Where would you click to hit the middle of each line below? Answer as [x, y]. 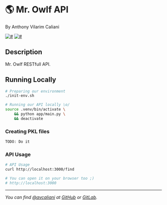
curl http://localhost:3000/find [40, 170]
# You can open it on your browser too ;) [50, 179]
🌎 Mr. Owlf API [37, 10]
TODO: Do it [17, 142]
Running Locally [31, 80]
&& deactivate [29, 118]
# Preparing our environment [35, 91]
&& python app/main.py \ [40, 114]
